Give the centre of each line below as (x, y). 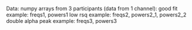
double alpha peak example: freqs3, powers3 (62, 21)
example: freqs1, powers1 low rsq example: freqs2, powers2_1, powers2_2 (96, 15)
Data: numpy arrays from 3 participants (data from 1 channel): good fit (92, 9)
